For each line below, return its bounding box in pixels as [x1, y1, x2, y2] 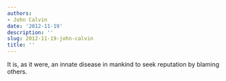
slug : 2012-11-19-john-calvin [7, 35, 94, 42]
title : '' [7, 42, 36, 48]
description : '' [7, 29, 54, 36]
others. [7, 67, 27, 76]
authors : [7, 10, 32, 17]
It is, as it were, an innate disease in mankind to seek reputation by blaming [7, 61, 220, 68]
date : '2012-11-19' [7, 22, 63, 29]
